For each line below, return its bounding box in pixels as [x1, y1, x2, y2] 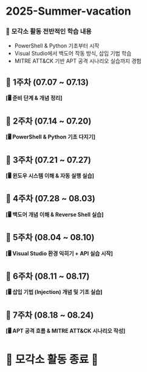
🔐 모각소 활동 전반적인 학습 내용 [5, 27, 92, 36]
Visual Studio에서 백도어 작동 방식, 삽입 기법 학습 [14, 50, 132, 57]
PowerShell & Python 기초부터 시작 [14, 42, 100, 49]
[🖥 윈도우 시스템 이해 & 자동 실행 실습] [5, 172, 95, 179]
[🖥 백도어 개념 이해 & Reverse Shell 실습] [5, 210, 104, 218]
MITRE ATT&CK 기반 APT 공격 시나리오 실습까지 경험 [14, 57, 142, 65]
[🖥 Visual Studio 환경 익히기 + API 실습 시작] [5, 249, 114, 257]
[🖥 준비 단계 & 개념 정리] [5, 95, 63, 102]
